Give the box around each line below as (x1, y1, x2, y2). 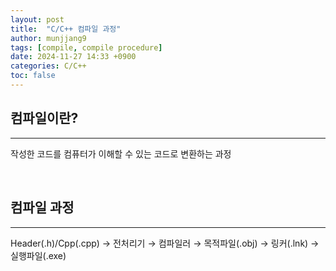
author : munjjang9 (10, 33, 87, 43)
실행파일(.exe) (10, 249, 67, 261)
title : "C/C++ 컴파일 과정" (10, 24, 122, 34)
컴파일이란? (10, 110, 79, 127)
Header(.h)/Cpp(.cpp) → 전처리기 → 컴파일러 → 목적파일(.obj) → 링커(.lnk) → (10, 237, 320, 249)
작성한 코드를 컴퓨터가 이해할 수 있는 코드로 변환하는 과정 (10, 147, 232, 160)
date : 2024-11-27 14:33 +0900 (10, 52, 137, 62)
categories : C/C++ (10, 61, 87, 71)
